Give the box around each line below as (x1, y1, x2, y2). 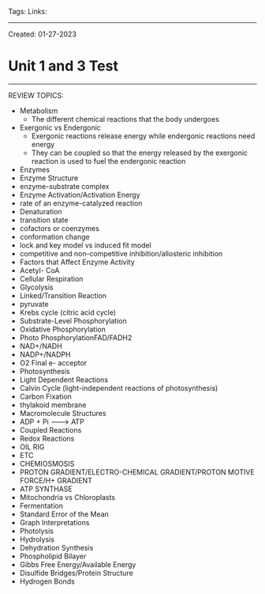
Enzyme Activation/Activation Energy (19, 190, 140, 199)
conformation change (19, 232, 90, 241)
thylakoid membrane (19, 399, 87, 410)
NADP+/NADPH (19, 350, 71, 359)
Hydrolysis (19, 534, 55, 544)
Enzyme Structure (19, 173, 79, 183)
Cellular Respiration (19, 274, 84, 283)
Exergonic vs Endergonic (19, 123, 101, 132)
